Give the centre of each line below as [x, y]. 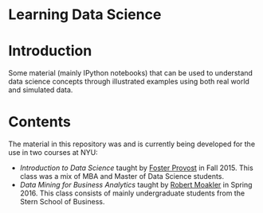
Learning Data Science [85, 15]
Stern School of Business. [62, 202]
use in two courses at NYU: [53, 153]
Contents [40, 122]
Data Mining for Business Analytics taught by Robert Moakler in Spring [136, 185]
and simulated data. [41, 90]
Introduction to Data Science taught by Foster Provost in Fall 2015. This [136, 168]
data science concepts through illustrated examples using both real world [129, 82]
